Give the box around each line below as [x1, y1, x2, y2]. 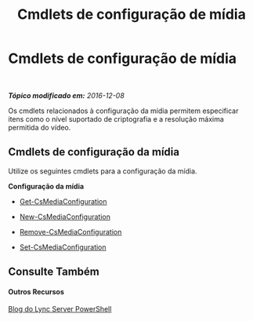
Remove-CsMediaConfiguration [19, 227, 122, 236]
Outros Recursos [8, 286, 65, 296]
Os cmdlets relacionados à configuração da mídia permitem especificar [8, 106, 239, 115]
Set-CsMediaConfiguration [19, 242, 107, 252]
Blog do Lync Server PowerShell [8, 305, 112, 314]
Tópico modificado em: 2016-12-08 [8, 90, 125, 100]
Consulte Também [8, 265, 100, 279]
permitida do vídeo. [8, 122, 71, 132]
